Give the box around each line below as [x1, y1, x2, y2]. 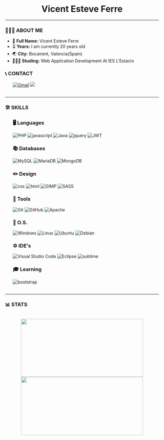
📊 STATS [5, 301, 28, 308]
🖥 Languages [13, 119, 44, 126]
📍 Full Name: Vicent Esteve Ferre [12, 38, 79, 44]
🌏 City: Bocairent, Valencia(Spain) [12, 51, 82, 57]
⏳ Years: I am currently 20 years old [12, 44, 85, 49]
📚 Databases [13, 145, 45, 152]
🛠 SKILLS [5, 104, 29, 111]
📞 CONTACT [5, 70, 33, 77]
